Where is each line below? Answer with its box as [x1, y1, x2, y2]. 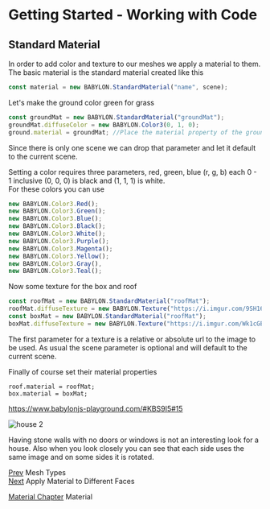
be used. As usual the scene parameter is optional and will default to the [8, 342, 247, 352]
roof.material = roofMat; [8, 383, 95, 391]
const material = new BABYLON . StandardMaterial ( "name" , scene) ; [8, 83, 228, 91]
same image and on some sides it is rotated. [8, 452, 154, 461]
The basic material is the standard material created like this [8, 68, 204, 77]
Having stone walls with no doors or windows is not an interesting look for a [8, 435, 260, 445]
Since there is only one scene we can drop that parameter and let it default [8, 143, 256, 152]
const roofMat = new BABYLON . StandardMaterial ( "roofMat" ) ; [8, 297, 211, 305]
